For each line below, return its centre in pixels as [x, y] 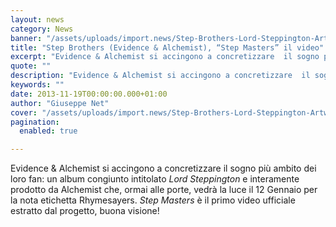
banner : [26, 38]
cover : [24, 112]
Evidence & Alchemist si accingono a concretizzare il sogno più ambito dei [163, 168]
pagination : [35, 122]
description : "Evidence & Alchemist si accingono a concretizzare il [160, 76]
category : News [42, 29]
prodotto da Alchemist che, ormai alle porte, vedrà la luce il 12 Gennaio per [164, 190]
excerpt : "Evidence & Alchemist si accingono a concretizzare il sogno [165, 57]
